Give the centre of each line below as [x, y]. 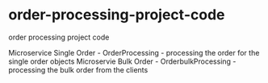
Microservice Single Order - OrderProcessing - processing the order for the [134, 52]
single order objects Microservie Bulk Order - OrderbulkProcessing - [122, 61]
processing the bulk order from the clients [78, 69]
